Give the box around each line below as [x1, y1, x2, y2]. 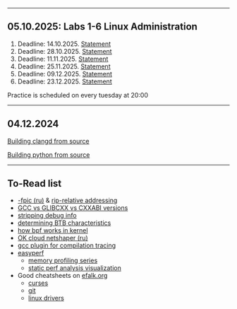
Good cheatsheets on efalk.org [17, 272, 108, 280]
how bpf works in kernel [17, 226, 88, 235]
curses [28, 279, 49, 287]
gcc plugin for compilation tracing [17, 241, 116, 250]
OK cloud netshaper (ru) [17, 234, 88, 243]
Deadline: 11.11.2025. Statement [17, 54, 109, 63]
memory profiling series [28, 256, 98, 265]
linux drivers [28, 294, 65, 303]
